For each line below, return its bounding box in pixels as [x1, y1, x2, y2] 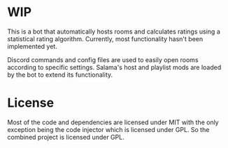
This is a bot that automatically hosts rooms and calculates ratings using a [7, 27, 220, 36]
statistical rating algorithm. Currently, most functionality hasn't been [7, 34, 204, 43]
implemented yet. [7, 42, 57, 50]
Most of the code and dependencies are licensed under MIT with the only [7, 118, 219, 126]
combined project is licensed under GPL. [7, 133, 124, 141]
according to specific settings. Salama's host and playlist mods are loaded [7, 63, 222, 71]
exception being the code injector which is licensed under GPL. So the [7, 125, 210, 133]
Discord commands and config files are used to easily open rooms [7, 55, 199, 64]
